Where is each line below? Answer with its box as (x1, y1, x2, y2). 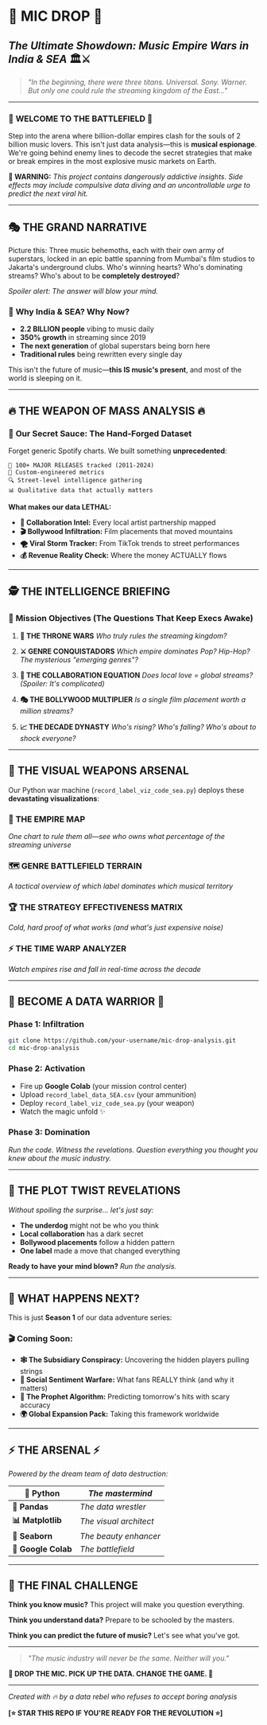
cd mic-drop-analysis (8, 1044, 80, 1052)
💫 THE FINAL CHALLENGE (8, 1579, 138, 1592)
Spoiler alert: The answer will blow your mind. (8, 287, 159, 296)
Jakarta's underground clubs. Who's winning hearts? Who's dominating (8, 263, 243, 272)
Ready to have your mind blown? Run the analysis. (8, 1261, 177, 1270)
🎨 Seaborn (12, 1530, 53, 1541)
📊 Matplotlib (12, 1514, 62, 1525)
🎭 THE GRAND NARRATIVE (8, 221, 147, 234)
